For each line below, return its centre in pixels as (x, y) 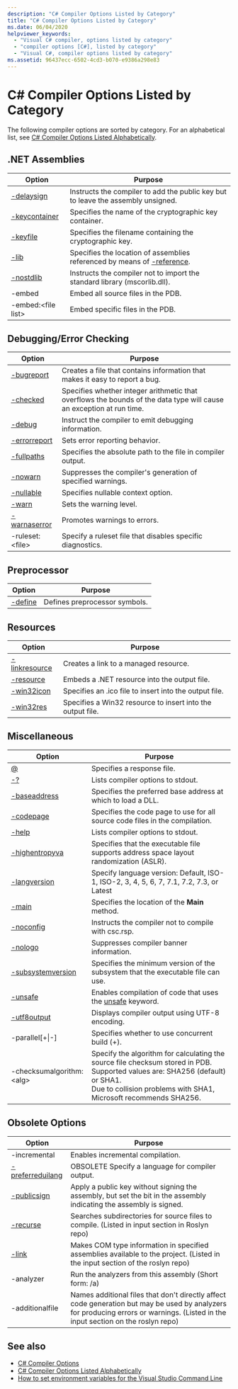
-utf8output (31, 1017)
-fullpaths (28, 456)
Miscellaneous (40, 736)
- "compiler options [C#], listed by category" (85, 47)
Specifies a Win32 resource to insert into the (137, 702)
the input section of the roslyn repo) (130, 1263)
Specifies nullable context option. (117, 493)
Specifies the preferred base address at (157, 791)
